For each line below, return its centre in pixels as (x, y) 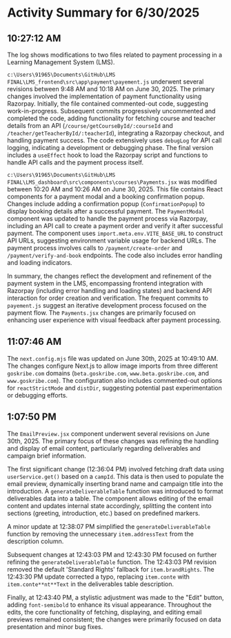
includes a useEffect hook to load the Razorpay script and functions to (108, 155)
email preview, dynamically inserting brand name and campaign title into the (115, 484)
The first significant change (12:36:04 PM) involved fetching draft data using (115, 469)
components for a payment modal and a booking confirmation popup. (106, 196)
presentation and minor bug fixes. (55, 626)
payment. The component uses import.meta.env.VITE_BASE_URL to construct (115, 233)
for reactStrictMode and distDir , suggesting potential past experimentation (114, 388)
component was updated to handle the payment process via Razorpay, (108, 218)
